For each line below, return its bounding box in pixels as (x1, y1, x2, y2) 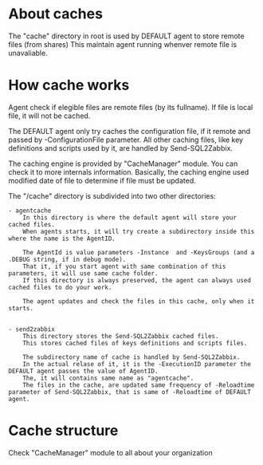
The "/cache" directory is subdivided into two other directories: (8, 191, 217, 200)
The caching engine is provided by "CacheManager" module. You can (8, 159, 238, 168)
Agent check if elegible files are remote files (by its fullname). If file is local (8, 102, 253, 112)
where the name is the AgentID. (8, 234, 116, 242)
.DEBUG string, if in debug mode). (8, 255, 127, 263)
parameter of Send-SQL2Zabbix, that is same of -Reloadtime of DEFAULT (8, 388, 251, 396)
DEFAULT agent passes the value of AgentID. (8, 367, 159, 375)
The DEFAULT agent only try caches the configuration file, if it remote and (8, 126, 251, 136)
